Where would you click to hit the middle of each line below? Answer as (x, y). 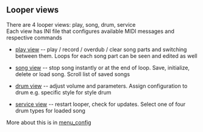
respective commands (34, 37)
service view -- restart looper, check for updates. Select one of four (100, 104)
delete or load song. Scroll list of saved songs (72, 74)
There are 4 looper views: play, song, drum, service (71, 24)
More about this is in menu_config (49, 122)
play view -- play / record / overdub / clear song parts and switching (101, 49)
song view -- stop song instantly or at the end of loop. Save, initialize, (102, 68)
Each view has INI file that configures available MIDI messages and (91, 31)
